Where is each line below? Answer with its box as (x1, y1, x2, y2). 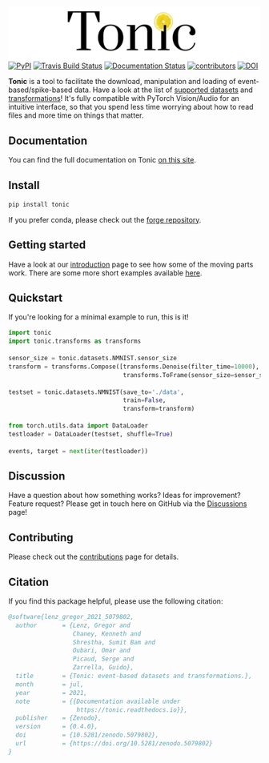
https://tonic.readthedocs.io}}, (76, 705, 188, 714)
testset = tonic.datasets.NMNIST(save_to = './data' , (8, 388, 184, 396)
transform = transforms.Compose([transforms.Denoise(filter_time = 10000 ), (8, 363, 260, 371)
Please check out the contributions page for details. (8, 552, 179, 562)
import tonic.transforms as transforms (8, 337, 142, 346)
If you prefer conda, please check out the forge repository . (8, 215, 202, 224)
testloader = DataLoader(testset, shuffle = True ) (8, 430, 174, 438)
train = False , (122, 396, 167, 404)
